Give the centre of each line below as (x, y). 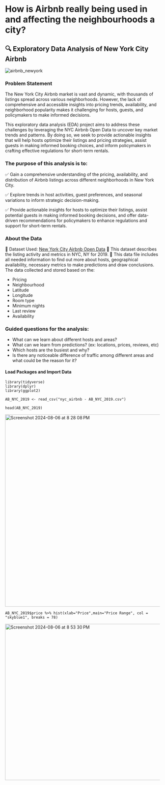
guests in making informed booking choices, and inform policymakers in (78, 146)
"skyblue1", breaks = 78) (31, 618)
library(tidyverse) (25, 382)
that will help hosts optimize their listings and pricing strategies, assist (76, 140)
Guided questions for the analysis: (47, 329)
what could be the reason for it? (44, 361)
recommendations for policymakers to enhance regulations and (83, 220)
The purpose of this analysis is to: (46, 163)
